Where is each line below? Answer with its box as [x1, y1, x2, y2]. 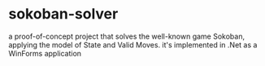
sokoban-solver [8, 5, 119, 23]
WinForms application [8, 48, 82, 58]
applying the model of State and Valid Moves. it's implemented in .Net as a [8, 39, 258, 49]
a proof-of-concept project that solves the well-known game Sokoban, [8, 31, 245, 41]
